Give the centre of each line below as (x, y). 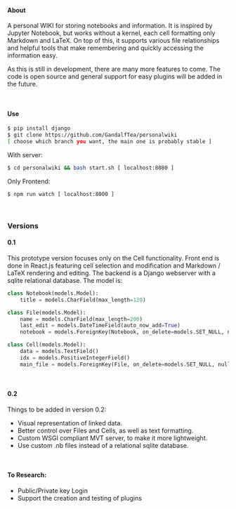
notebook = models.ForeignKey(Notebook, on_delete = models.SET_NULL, (122, 332)
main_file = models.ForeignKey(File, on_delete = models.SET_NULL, (118, 364)
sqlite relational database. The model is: (65, 280)
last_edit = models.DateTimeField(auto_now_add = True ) (100, 326)
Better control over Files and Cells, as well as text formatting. (105, 430)
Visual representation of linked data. (70, 423)
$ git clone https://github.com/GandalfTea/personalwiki (92, 135)
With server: (25, 155)
